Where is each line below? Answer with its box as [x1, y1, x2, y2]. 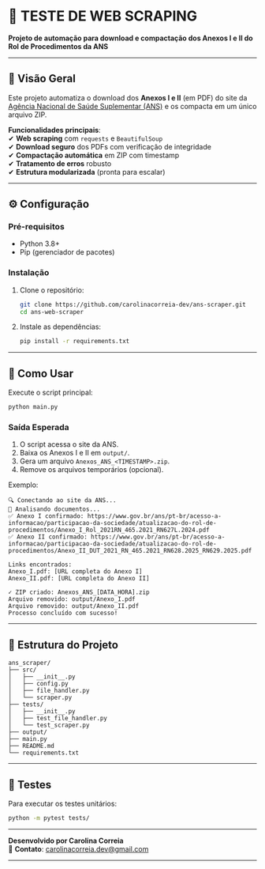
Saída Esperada [8, 421, 69, 433]
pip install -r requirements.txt [19, 338, 130, 346]
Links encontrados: [8, 561, 73, 569]
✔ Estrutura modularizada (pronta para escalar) [8, 167, 166, 176]
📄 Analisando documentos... [8, 505, 101, 513]
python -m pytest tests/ [8, 814, 90, 822]
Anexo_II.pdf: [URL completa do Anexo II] [8, 575, 150, 583]
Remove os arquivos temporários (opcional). [19, 465, 164, 474]
